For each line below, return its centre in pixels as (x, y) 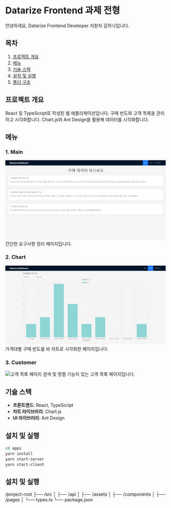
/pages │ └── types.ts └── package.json (49, 500)
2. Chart (16, 257)
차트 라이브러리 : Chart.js (37, 411)
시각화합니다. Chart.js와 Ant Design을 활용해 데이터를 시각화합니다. (82, 119)
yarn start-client (25, 465)
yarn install (19, 454)
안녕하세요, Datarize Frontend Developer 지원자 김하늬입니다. (67, 26)
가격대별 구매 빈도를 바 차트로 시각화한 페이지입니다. (57, 349)
